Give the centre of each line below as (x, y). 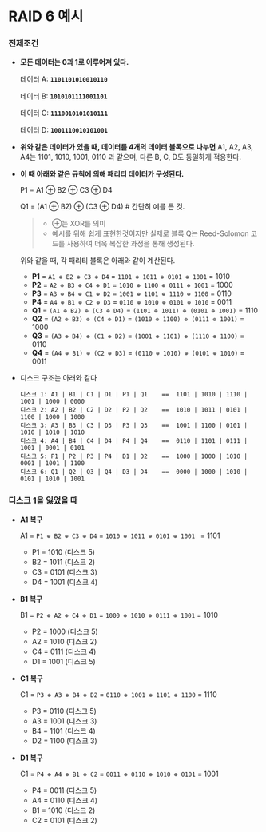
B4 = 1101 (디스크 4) (64, 730)
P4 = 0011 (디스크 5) (64, 790)
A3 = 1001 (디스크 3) (64, 721)
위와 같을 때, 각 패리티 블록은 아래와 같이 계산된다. (97, 261)
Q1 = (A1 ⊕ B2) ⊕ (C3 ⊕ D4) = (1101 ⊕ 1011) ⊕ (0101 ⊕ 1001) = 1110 (145, 311)
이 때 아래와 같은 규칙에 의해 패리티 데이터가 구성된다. (102, 174)
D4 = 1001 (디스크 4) (65, 582)
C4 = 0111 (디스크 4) (64, 651)
